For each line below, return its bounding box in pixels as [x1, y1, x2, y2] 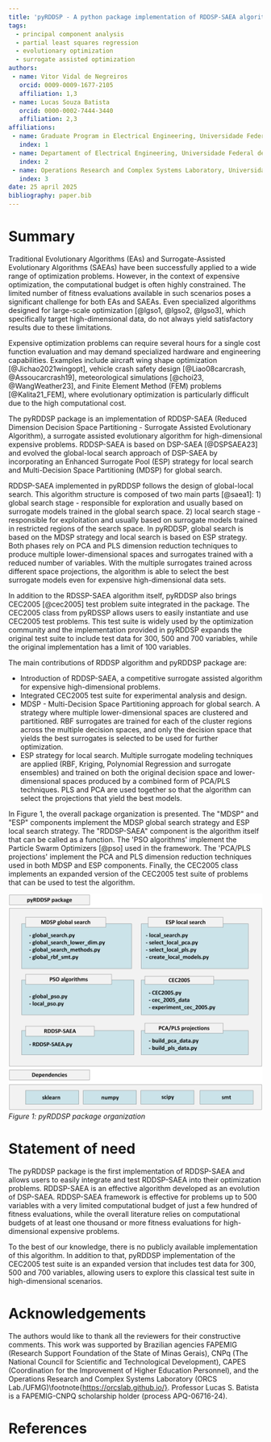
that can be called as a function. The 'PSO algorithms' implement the [8, 835, 237, 844]
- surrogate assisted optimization [15, 56, 135, 64]
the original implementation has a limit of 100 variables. [8, 642, 192, 652]
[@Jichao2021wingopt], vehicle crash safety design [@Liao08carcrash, [8, 364, 246, 373]
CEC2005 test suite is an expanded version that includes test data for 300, [8, 1259, 256, 1269]
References [8, 1419, 87, 1438]
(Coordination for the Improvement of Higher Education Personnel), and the [8, 1365, 260, 1375]
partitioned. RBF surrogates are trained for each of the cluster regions [19, 716, 252, 726]
